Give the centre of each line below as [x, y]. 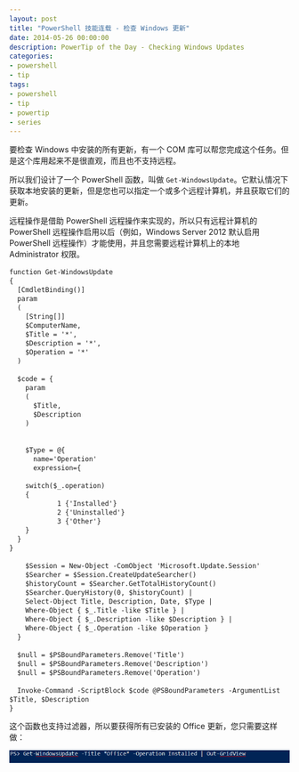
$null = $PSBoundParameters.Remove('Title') [101, 655]
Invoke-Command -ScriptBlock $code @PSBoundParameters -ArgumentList [149, 691]
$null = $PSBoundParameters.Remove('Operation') [109, 673]
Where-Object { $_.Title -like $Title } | [105, 611]
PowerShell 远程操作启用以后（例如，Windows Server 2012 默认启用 [134, 232]
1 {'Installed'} [87, 504]
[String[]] [45, 317]
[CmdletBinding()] [52, 290]
